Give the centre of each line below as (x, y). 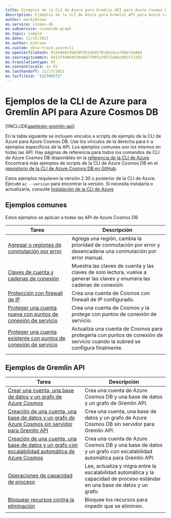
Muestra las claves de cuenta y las (113, 266)
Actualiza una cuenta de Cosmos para (117, 328)
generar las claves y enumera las (111, 279)
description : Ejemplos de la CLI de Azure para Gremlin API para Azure (83, 15)
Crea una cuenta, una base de (121, 411)
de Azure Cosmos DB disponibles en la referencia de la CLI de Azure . (78, 158)
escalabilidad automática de (41, 451)
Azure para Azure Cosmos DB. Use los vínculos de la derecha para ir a (79, 141)
